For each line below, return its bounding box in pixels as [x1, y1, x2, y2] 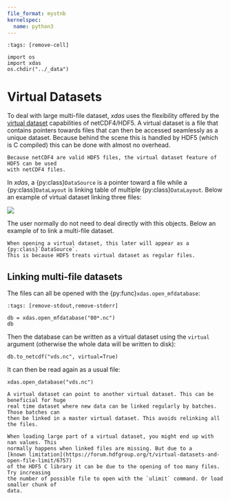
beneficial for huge [7, 397, 67, 404]
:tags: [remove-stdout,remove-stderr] [7, 303, 118, 310]
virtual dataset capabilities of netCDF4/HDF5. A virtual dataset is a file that [7, 119, 218, 128]
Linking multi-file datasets [7, 270, 123, 283]
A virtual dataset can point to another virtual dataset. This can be [7, 391, 214, 398]
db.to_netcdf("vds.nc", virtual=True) [7, 353, 118, 361]
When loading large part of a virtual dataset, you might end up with [7, 433, 214, 440]
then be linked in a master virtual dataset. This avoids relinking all [7, 415, 220, 422]
